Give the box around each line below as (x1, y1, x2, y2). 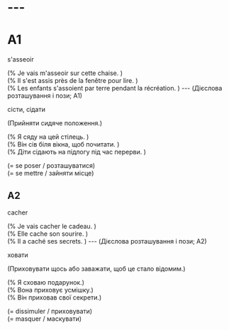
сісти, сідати (7, 106, 46, 114)
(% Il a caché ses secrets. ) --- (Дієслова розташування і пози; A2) (7, 237, 207, 245)
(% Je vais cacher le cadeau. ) (7, 222, 97, 230)
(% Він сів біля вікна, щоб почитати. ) (7, 140, 120, 149)
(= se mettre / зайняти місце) (7, 169, 94, 178)
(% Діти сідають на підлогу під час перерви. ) (7, 148, 147, 157)
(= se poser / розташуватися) (7, 161, 96, 170)
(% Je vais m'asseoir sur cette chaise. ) (7, 69, 123, 77)
